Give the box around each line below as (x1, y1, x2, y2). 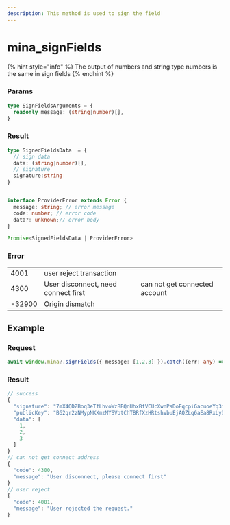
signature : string (13, 172, 63, 179)
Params (7, 86, 33, 96)
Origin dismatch (44, 299, 95, 309)
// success (7, 390, 38, 397)
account (140, 288, 167, 297)
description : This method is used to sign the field (7, 10, 161, 17)
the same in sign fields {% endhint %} (7, 69, 114, 78)
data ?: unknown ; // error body (13, 216, 99, 223)
